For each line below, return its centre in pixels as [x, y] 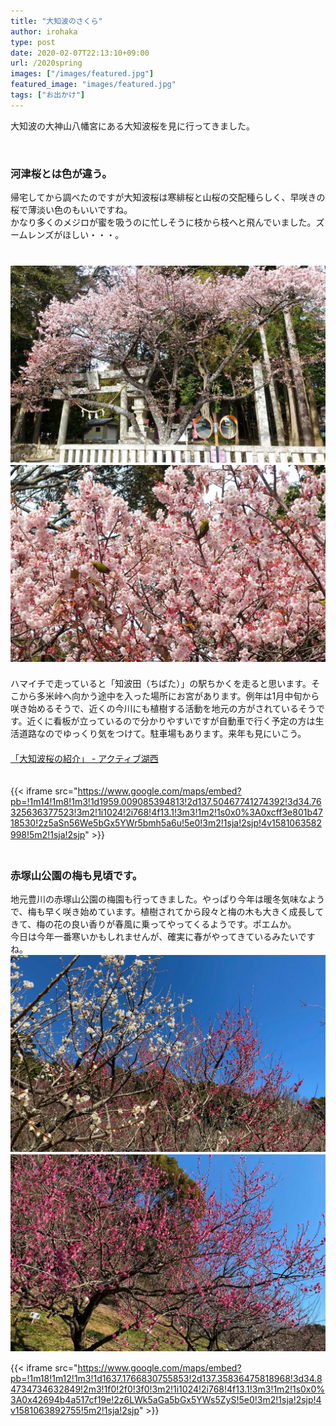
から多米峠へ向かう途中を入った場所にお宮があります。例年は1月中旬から [169, 696]
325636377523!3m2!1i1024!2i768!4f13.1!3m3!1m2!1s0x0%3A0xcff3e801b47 [166, 812]
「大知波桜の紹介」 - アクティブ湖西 [84, 759]
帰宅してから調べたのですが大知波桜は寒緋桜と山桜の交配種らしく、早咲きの [168, 197]
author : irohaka [44, 31]
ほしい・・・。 [93, 235]
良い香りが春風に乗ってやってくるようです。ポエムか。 [184, 924]
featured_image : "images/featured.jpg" [93, 85]
